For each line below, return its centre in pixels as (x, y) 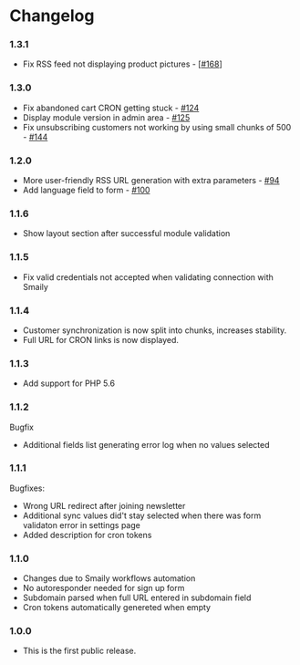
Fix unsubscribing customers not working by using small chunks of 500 (157, 127)
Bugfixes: (27, 488)
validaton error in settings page (82, 525)
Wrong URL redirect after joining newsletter (104, 505)
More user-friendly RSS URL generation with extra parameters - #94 (151, 181)
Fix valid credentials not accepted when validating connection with (148, 277)
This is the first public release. (79, 651)
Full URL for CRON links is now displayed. (101, 339)
